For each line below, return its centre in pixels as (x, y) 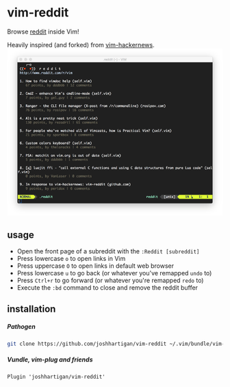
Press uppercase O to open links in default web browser (95, 266)
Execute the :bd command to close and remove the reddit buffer (107, 288)
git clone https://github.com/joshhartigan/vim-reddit (87, 344)
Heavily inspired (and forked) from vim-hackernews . (81, 45)
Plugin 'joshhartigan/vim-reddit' (56, 377)
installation (31, 309)
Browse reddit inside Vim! (43, 32)
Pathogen (22, 327)
